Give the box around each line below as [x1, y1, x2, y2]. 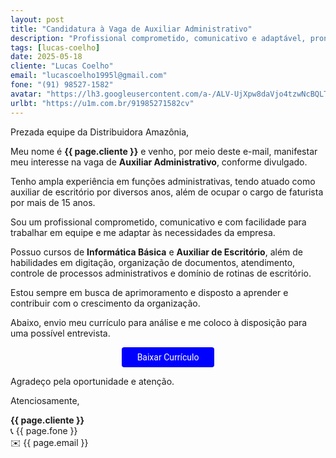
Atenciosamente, [10, 394, 80, 406]
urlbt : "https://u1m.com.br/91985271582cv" [10, 98, 195, 108]
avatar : [10, 89, 43, 99]
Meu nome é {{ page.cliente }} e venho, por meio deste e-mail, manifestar [10, 145, 318, 157]
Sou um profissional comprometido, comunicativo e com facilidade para [10, 216, 307, 228]
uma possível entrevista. [10, 327, 111, 339]
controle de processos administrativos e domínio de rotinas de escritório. [10, 267, 312, 279]
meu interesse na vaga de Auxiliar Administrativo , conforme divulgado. [10, 156, 308, 168]
